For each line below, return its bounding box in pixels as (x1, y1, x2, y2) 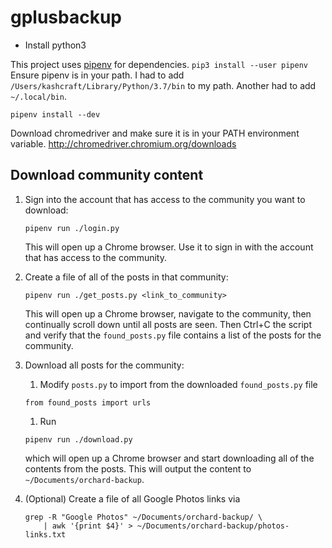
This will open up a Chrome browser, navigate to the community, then (24, 307, 312, 320)
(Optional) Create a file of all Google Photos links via (24, 492, 241, 505)
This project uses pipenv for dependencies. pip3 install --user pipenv (10, 58, 309, 70)
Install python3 (24, 39, 87, 51)
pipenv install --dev (10, 109, 101, 120)
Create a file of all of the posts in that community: (24, 271, 229, 283)
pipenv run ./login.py (24, 223, 120, 233)
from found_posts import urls (24, 397, 152, 408)
